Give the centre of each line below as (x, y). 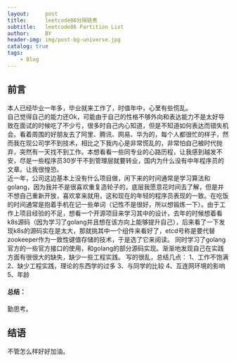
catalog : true (28, 46)
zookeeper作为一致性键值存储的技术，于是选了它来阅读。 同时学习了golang (117, 239)
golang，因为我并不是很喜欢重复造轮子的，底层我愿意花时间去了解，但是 (113, 187)
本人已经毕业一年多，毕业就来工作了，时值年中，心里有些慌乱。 (99, 108)
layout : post (33, 14)
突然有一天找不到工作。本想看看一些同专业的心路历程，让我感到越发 (118, 152)
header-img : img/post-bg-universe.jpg (64, 40)
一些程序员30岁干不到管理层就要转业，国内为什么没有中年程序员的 (128, 160)
